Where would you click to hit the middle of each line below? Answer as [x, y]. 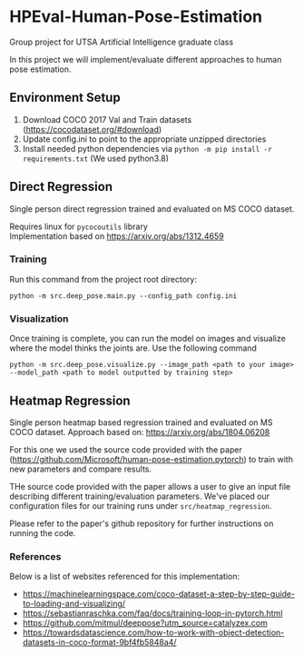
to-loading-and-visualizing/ [74, 604]
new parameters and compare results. [81, 469]
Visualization [39, 318]
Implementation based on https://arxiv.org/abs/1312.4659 [117, 236]
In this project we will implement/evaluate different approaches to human [146, 59]
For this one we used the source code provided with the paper [126, 449]
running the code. [43, 532]
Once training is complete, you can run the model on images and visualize [147, 339]
